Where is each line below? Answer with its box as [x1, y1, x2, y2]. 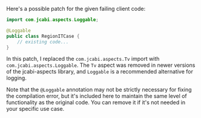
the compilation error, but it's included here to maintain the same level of [6, 93, 188, 100]
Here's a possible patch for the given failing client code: [6, 5, 146, 12]
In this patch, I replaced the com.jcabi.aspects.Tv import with [6, 55, 160, 63]
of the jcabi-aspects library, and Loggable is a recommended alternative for [6, 68, 194, 75]
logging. [6, 75, 27, 82]
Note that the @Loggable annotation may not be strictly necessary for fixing [6, 86, 192, 93]
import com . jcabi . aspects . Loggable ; [6, 17, 99, 23]
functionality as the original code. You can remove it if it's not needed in [6, 99, 186, 106]
